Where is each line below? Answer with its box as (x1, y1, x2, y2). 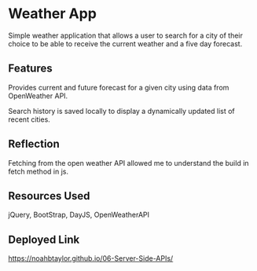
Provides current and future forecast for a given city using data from (8, 82, 229, 92)
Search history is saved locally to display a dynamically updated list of (8, 106, 236, 115)
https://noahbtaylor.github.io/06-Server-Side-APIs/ (8, 254, 174, 263)
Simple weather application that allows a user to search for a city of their (8, 31, 244, 40)
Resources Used (8, 189, 90, 203)
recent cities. (8, 115, 51, 124)
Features (8, 62, 53, 75)
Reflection (8, 137, 61, 151)
